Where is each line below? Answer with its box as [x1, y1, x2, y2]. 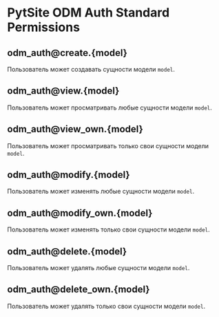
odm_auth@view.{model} [7, 85, 120, 97]
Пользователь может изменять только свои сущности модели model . [7, 225, 210, 234]
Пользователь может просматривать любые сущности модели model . [7, 103, 212, 112]
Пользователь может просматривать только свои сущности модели [7, 141, 209, 150]
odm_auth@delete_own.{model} [7, 284, 150, 296]
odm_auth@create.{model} [7, 47, 127, 59]
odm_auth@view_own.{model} [7, 123, 143, 135]
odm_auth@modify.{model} [7, 169, 130, 181]
